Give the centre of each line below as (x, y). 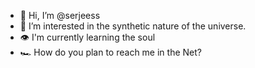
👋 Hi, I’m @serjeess (60, 15)
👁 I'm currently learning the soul (87, 37)
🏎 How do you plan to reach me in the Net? (110, 52)
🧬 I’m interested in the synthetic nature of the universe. (133, 26)
